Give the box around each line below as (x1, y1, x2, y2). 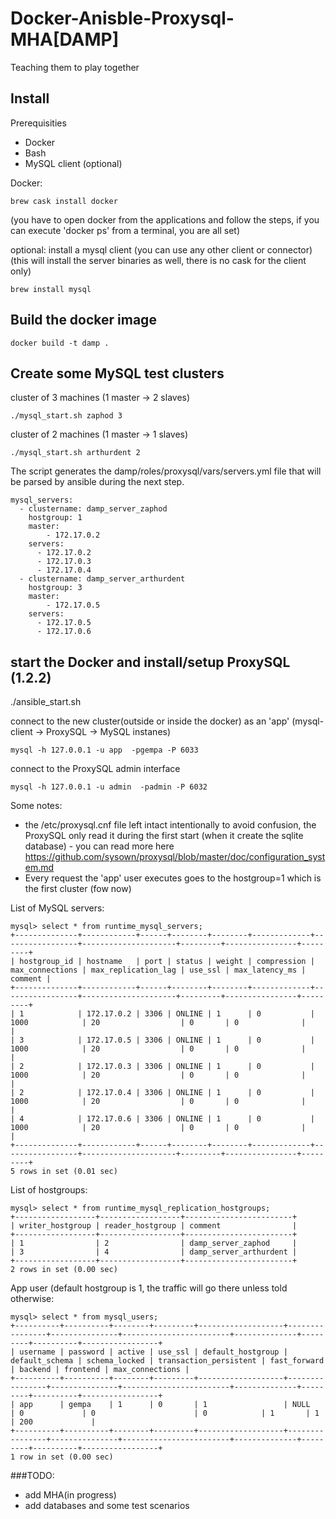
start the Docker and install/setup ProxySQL (10, 653, 291, 671)
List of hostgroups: (10, 1184, 88, 1196)
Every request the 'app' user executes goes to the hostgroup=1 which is (24, 872, 322, 884)
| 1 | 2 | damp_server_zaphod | (10, 1238, 298, 1249)
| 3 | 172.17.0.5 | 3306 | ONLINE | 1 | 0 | (10, 1035, 315, 1046)
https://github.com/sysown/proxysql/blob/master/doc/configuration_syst (24, 851, 326, 863)
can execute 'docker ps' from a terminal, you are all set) (10, 224, 241, 236)
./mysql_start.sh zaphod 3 (10, 411, 123, 421)
